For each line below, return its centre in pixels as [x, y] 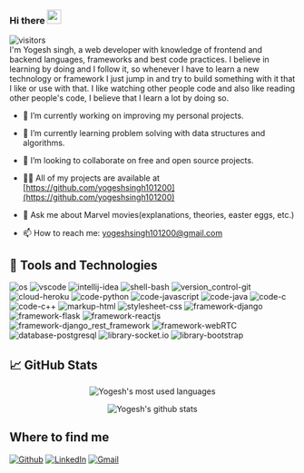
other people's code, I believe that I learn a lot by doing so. [119, 98]
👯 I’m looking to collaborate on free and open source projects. [138, 161]
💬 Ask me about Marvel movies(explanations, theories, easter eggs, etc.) [158, 215]
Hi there [27, 20]
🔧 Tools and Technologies [83, 265]
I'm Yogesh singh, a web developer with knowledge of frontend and [136, 50]
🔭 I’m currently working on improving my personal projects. [133, 116]
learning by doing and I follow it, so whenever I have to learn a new [135, 69]
